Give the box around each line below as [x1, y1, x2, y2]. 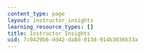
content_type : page [7, 10, 65, 18]
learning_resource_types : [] [7, 23, 94, 30]
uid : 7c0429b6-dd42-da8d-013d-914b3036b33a [7, 36, 139, 43]
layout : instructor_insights [7, 17, 94, 24]
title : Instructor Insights [7, 29, 91, 37]
